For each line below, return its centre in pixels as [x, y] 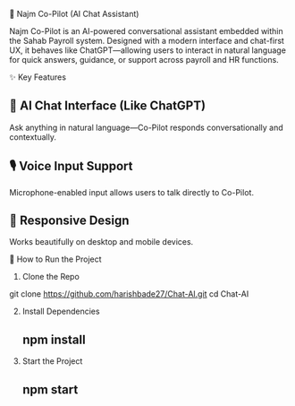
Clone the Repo [51, 277]
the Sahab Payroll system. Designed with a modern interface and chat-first [147, 41]
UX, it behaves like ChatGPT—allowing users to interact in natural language [147, 50]
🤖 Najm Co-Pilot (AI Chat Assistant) [74, 14]
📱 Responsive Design [69, 221]
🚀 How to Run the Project [55, 259]
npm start [50, 389]
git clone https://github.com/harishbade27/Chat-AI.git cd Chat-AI [129, 294]
